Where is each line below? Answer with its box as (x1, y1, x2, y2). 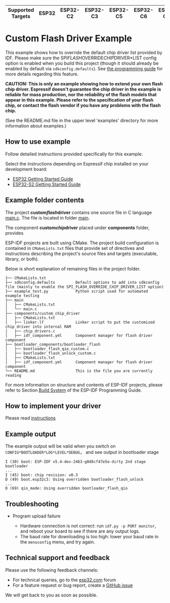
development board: (5, 166, 48, 172)
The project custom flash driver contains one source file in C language (5, 209, 152, 216)
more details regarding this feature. (5, 71, 79, 77)
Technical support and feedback (5, 553, 110, 562)
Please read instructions (5, 415, 56, 421)
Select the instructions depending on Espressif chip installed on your (5, 160, 149, 166)
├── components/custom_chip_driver (5, 311, 80, 316)
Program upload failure (12, 513, 61, 519)
